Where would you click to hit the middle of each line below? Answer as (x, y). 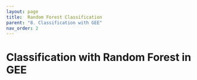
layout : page (22, 12)
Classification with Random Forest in (99, 57)
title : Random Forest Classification (54, 17)
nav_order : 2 (22, 28)
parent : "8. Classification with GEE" (54, 23)
